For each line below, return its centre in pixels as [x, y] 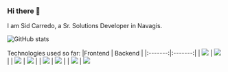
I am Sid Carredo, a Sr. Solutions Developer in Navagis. [85, 26]
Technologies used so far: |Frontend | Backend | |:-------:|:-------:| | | [110, 53]
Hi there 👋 [24, 11]
